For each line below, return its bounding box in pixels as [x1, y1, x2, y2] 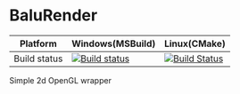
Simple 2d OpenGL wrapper [9, 74, 112, 85]
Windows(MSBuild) [70, 37, 156, 50]
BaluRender [9, 5, 98, 26]
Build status [13, 52, 63, 65]
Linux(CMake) [163, 37, 226, 50]
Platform [19, 37, 58, 50]
